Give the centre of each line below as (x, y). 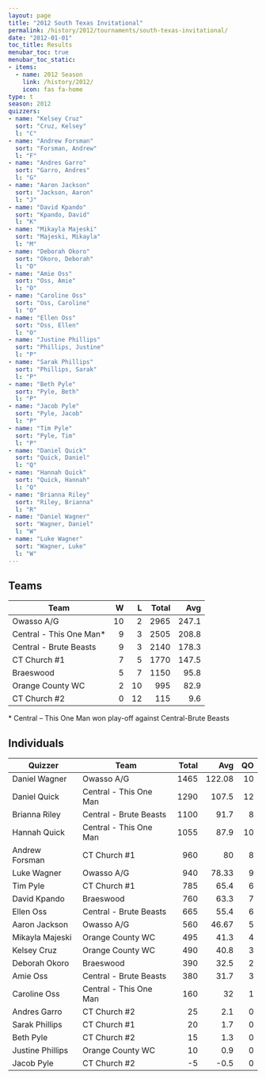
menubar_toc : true (38, 52)
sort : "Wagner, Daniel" (54, 524)
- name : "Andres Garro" (47, 163)
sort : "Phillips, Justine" (60, 347)
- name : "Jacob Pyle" (44, 406)
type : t (21, 97)
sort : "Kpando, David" (53, 215)
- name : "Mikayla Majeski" (53, 230)
